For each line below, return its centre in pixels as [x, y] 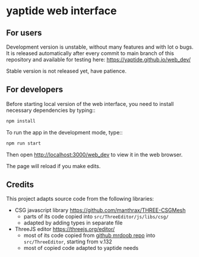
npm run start [24, 143]
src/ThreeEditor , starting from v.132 [68, 242]
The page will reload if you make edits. [53, 166]
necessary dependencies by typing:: [51, 110]
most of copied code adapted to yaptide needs [81, 248]
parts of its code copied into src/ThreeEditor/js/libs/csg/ [96, 217]
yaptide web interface [61, 11]
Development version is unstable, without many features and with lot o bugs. [100, 47]
